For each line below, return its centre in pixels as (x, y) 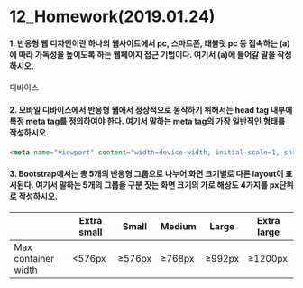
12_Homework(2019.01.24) (112, 17)
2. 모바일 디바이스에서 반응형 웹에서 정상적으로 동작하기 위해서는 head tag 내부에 (151, 109)
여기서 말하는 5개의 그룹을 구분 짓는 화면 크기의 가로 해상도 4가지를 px (157, 185)
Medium (179, 226)
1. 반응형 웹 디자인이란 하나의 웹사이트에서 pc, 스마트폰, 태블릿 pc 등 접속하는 (143, 43)
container (34, 258)
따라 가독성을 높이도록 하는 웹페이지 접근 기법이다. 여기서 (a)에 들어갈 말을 (147, 54)
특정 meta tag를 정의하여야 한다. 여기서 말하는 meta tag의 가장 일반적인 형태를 (147, 121)
